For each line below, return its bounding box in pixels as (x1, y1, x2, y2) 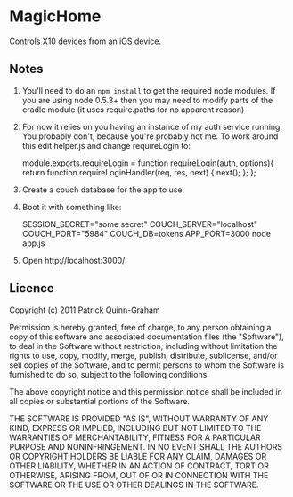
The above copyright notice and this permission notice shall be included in (9, 386, 282, 397)
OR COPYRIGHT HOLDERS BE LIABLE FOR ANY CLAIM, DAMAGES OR (9, 451, 267, 461)
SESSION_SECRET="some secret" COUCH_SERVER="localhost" (21, 218, 258, 229)
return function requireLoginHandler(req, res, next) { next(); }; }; (21, 167, 256, 177)
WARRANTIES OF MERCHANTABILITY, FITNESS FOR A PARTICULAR (9, 432, 261, 443)
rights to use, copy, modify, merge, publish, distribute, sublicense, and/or (9, 350, 278, 361)
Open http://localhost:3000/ (21, 255, 126, 265)
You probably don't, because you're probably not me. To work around (21, 131, 279, 142)
